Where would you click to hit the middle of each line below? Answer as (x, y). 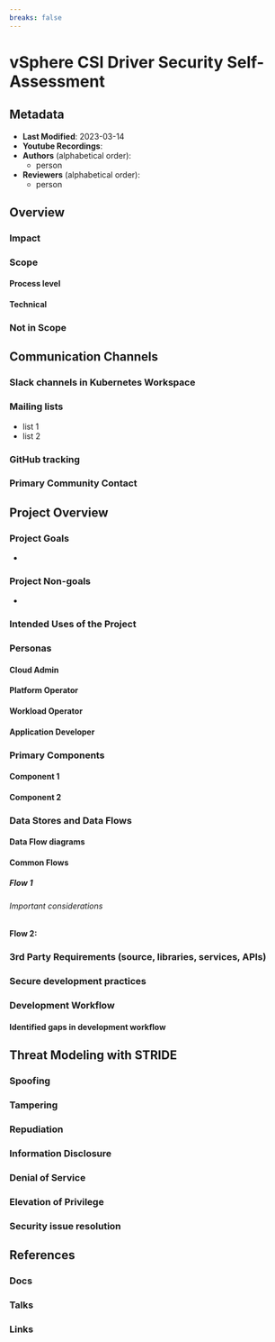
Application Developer (52, 732)
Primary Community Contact (73, 483)
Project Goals (40, 538)
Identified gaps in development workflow (88, 1027)
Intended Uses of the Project (73, 625)
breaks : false (36, 18)
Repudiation (36, 1129)
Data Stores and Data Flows (71, 820)
